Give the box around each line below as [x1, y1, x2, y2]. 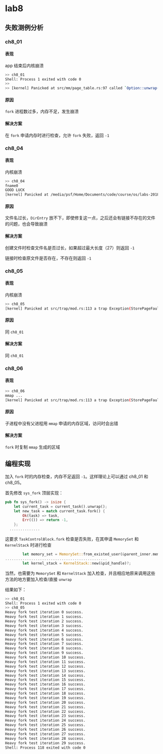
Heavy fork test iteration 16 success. [5, 682, 86, 687]
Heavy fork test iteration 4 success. [5, 628, 83, 633]
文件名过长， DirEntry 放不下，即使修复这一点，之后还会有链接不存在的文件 [5, 215, 156, 221]
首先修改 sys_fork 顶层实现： [5, 490, 64, 495]
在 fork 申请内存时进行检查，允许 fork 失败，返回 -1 [5, 132, 110, 138]
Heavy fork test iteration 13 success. [5, 668, 86, 673]
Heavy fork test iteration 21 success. [5, 705, 86, 709]
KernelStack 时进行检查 [5, 542, 52, 548]
